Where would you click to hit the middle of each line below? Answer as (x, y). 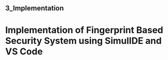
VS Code (24, 51)
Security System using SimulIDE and (83, 41)
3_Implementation (35, 8)
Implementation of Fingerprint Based (84, 30)
